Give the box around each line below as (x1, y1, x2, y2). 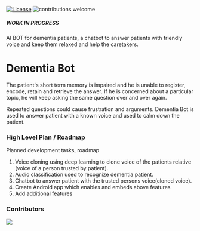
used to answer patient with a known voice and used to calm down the (6, 112, 180, 119)
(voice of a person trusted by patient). (14, 165, 109, 172)
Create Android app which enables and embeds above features (14, 184, 171, 191)
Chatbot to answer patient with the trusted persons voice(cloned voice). (14, 177, 192, 184)
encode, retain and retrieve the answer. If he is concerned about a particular (6, 87, 194, 95)
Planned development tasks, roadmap (6, 147, 100, 154)
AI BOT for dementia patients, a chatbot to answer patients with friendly (6, 34, 183, 41)
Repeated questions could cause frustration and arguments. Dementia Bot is (6, 105, 194, 113)
